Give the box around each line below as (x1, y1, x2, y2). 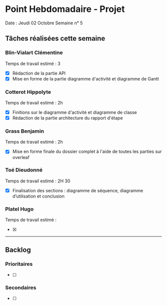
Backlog (5, 245, 31, 254)
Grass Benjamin (5, 128, 44, 135)
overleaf (12, 154, 30, 160)
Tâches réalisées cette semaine (5, 34, 105, 43)
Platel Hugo (5, 205, 34, 212)
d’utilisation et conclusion (12, 193, 65, 199)
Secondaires (5, 284, 36, 291)
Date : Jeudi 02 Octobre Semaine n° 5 (5, 20, 83, 26)
